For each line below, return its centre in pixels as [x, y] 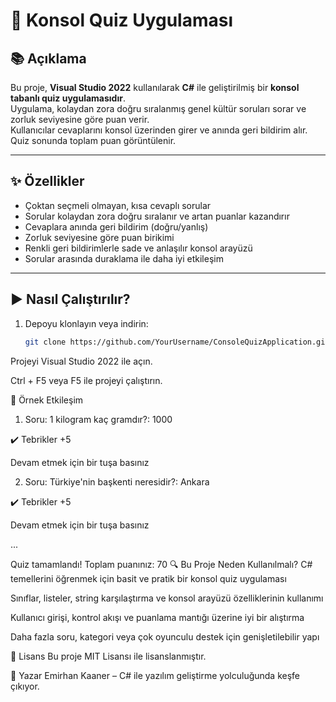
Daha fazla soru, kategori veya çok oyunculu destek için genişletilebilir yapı [165, 636]
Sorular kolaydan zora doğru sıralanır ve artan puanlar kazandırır [157, 216]
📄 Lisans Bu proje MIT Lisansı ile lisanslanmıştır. [108, 656]
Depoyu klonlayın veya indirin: [86, 323]
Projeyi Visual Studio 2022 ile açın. [81, 361]
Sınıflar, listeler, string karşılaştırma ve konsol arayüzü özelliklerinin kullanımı [167, 598]
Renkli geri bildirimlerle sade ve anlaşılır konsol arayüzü [138, 248]
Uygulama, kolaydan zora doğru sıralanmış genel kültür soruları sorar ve [158, 108]
